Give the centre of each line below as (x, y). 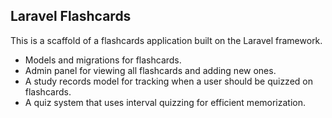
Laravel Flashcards (71, 16)
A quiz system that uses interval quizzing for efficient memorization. (165, 102)
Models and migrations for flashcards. (103, 60)
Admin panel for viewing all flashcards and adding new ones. (150, 70)
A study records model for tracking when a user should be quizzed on (168, 81)
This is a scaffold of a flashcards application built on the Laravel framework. (166, 40)
